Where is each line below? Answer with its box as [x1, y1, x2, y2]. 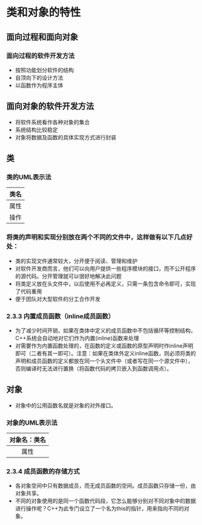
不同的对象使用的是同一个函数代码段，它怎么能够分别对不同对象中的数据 [15, 497, 196, 505]
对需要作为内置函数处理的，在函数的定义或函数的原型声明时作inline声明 [15, 342, 194, 349]
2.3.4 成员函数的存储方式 [6, 467, 80, 475]
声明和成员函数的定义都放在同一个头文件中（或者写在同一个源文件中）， [15, 357, 194, 364]
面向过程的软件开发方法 [6, 51, 75, 60]
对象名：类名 [9, 436, 47, 444]
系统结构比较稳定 [15, 126, 58, 133]
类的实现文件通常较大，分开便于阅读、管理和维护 [15, 257, 138, 265]
